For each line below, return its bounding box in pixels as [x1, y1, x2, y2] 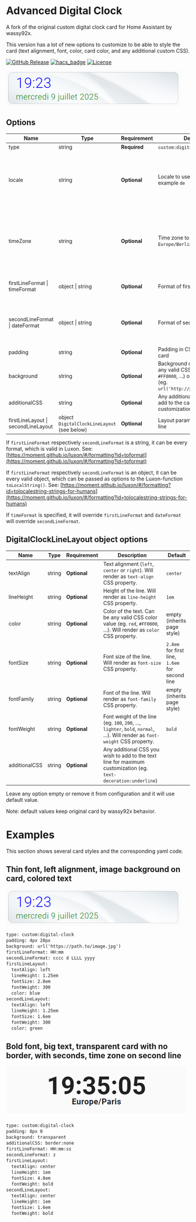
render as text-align [103, 572, 154, 580]
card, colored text [6, 873, 72, 883]
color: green [11, 1025, 43, 1031]
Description [117, 552, 147, 559]
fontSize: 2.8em [11, 979, 51, 984]
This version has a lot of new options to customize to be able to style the [6, 41, 181, 48]
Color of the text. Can [103, 607, 155, 615]
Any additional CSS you [103, 746, 160, 753]
